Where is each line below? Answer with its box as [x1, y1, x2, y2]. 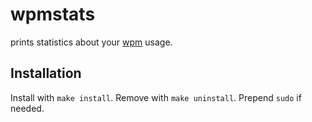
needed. [10, 102, 45, 114]
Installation [10, 65, 82, 82]
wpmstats [10, 3, 96, 26]
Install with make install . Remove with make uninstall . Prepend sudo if [10, 91, 302, 103]
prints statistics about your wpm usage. [10, 36, 173, 48]
